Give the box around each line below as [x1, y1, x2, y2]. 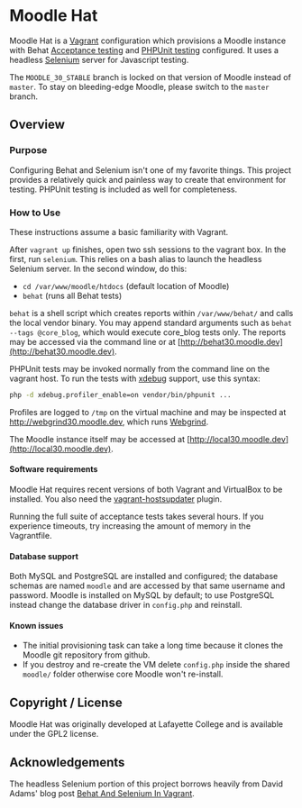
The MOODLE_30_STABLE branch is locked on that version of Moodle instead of [9, 71, 291, 82]
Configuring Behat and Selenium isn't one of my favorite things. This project [9, 164, 291, 176]
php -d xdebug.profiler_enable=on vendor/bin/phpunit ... [9, 390, 232, 399]
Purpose [9, 144, 48, 157]
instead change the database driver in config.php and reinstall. [9, 600, 243, 611]
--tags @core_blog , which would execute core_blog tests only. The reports [9, 326, 287, 338]
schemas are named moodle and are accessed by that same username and [9, 580, 286, 591]
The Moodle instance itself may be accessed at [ [9, 433, 191, 444]
